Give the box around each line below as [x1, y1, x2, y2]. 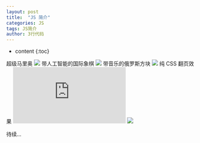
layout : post [6, 8, 39, 15]
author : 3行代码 [6, 31, 44, 37]
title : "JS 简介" [6, 14, 50, 20]
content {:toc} [14, 47, 50, 55]
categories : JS [6, 20, 44, 26]
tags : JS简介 [6, 25, 37, 32]
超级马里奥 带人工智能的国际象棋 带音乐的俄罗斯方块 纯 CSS [6, 60, 177, 67]
